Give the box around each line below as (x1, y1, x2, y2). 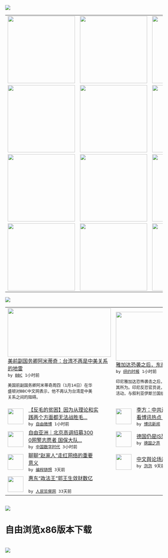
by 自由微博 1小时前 (28, 421, 69, 426)
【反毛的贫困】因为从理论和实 (28, 406, 99, 413)
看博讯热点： (136, 414, 167, 420)
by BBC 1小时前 (7, 373, 40, 378)
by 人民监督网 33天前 (28, 488, 71, 494)
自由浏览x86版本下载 (5, 524, 92, 535)
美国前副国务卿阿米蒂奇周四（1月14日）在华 (7, 383, 92, 388)
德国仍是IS (136, 433, 161, 440)
